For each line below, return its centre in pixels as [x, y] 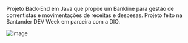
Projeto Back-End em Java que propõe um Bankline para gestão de [90, 9]
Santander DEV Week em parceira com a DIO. [63, 21]
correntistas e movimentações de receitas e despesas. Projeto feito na [95, 15]
